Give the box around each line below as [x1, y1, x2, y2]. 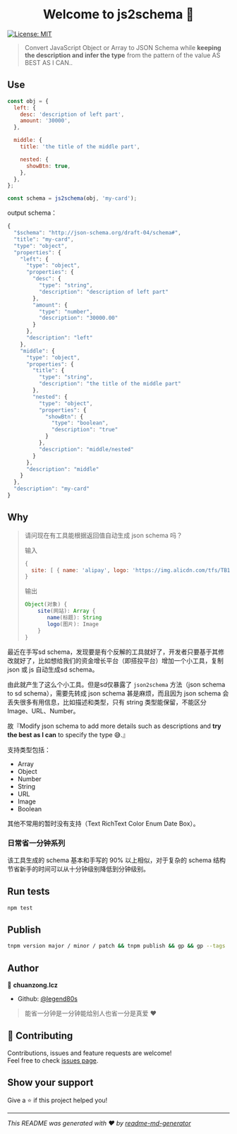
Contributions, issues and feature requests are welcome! [7, 1049, 172, 1057]
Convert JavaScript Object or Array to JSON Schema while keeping [24, 43, 221, 52]
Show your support [7, 1077, 94, 1089]
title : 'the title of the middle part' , [20, 143, 140, 150]
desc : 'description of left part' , [20, 111, 125, 118]
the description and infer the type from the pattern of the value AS [24, 51, 221, 59]
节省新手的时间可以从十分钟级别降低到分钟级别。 [7, 864, 150, 873]
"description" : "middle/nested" [38, 446, 134, 453]
